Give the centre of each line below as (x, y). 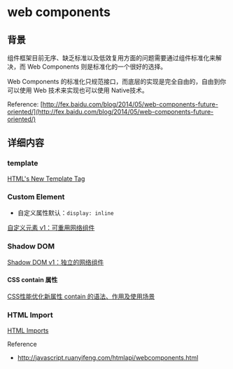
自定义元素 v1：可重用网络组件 (51, 228)
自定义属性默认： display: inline (65, 213)
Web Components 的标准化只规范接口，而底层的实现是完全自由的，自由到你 (117, 82)
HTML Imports (28, 330)
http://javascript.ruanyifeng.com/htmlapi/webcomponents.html (108, 357)
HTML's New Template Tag (46, 179)
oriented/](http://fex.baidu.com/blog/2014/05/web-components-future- (111, 112)
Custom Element (36, 197)
